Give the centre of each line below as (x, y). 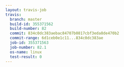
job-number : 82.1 (28, 47)
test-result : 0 (26, 57)
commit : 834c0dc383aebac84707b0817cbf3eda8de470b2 (65, 33)
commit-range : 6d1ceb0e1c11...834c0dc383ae (56, 38)
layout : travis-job (26, 10)
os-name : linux (26, 52)
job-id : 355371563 (29, 43)
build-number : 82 (28, 29)
